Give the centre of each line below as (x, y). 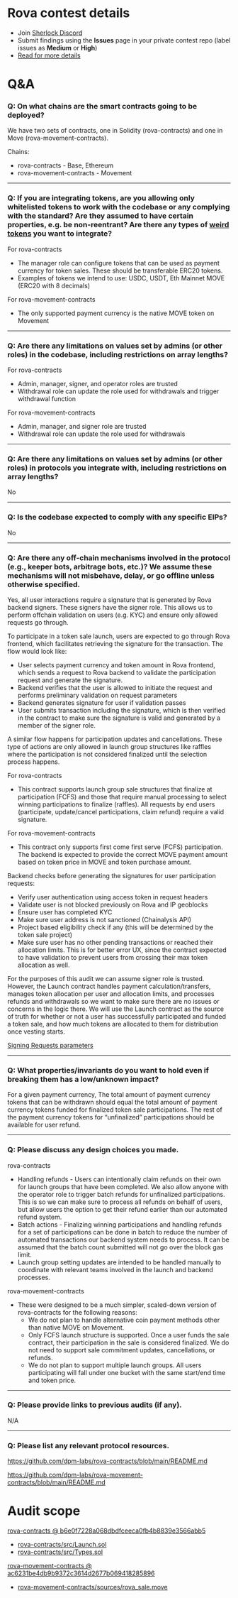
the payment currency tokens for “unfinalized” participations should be (111, 1117)
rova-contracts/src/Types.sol (60, 1552)
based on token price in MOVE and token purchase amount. (104, 862)
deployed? (26, 115)
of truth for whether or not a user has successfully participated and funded (117, 1016)
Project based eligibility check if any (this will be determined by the (115, 927)
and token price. (52, 1380)
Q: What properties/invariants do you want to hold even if (108, 1070)
